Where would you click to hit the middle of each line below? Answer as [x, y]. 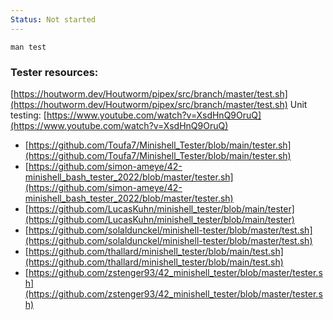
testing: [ [28, 115]
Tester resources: [54, 72]
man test [28, 47]
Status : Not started [53, 19]
